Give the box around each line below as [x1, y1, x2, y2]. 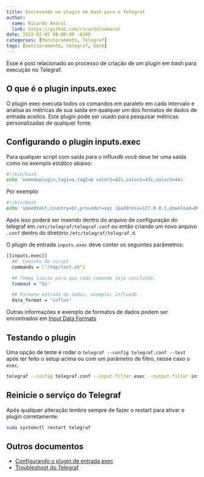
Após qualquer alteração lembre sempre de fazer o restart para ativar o [6, 406, 185, 414]
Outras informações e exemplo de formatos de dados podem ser [6, 308, 169, 316]
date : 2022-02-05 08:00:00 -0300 [6, 32, 91, 38]
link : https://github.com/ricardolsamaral [12, 26, 121, 32]
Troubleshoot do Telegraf [15, 464, 79, 472]
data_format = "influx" [12, 298, 72, 304]
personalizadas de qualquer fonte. [6, 119, 92, 127]
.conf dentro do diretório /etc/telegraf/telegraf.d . [6, 229, 137, 236]
